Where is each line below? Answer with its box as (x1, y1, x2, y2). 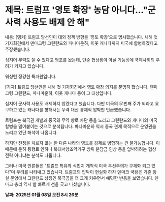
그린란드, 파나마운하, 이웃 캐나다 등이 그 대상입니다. (14, 90, 113, 96)
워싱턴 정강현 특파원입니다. (5, 73, 57, 79)
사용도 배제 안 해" (23, 17, 90, 28)
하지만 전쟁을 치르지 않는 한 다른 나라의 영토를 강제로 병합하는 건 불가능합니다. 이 (5, 140, 160, 146)
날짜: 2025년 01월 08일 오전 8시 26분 (5, 192, 79, 198)
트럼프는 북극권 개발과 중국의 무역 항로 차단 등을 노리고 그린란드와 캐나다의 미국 (5, 117, 158, 123)
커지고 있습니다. (14, 63, 45, 69)
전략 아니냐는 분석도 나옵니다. (5, 152, 62, 158)
